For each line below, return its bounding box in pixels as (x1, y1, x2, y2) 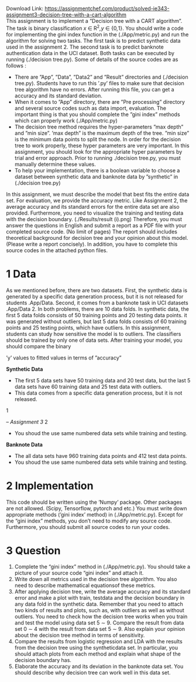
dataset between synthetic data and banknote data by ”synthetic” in (14, 173, 178, 180)
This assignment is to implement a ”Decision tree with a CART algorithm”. (6, 18, 183, 24)
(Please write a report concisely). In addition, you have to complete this (6, 240, 178, 247)
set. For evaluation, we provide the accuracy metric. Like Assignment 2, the (6, 196, 188, 204)
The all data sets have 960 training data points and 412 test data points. (14, 452, 187, 459)
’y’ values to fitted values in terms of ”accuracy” (6, 354, 122, 361)
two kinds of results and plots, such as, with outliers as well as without (14, 607, 184, 614)
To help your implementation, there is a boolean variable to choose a (14, 167, 180, 174)
